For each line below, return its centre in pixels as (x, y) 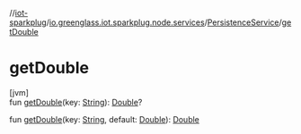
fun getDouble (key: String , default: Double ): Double (105, 119)
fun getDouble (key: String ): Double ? (76, 102)
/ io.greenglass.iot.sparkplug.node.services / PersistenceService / (164, 22)
